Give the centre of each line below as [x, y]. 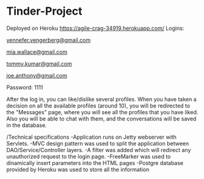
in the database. [27, 125]
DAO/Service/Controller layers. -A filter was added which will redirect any [99, 150]
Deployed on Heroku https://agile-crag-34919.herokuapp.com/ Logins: [95, 28]
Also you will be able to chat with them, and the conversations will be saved [101, 119]
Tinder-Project [44, 11]
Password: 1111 [25, 87]
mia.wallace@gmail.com [37, 52]
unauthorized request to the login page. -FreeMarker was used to [89, 156]
